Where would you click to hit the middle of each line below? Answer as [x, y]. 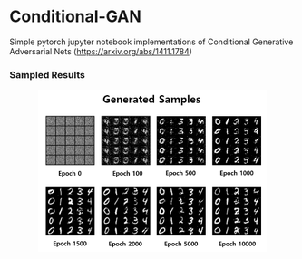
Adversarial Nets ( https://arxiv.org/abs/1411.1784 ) [101, 51]
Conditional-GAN [76, 17]
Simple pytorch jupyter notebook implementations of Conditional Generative [151, 42]
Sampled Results [48, 74]
